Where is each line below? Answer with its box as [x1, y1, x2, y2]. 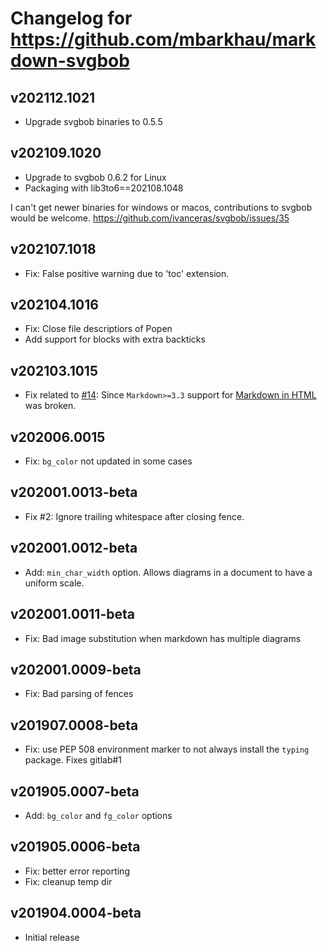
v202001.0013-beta [10, 484, 138, 501]
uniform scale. [24, 577, 85, 589]
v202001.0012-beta [10, 540, 138, 557]
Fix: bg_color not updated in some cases [24, 455, 193, 467]
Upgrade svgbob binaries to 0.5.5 [24, 116, 163, 127]
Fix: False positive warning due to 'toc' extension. [24, 267, 230, 279]
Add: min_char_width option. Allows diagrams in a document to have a [24, 566, 313, 578]
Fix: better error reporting [24, 865, 130, 877]
